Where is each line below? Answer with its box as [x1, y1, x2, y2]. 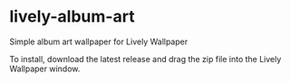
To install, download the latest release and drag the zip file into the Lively [9, 53, 282, 64]
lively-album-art [9, 6, 135, 27]
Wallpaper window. [9, 63, 81, 74]
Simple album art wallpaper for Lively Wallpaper [9, 36, 188, 47]
